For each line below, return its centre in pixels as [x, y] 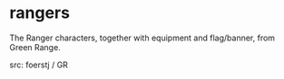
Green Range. [35, 47]
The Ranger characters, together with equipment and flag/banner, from [142, 38]
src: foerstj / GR [39, 65]
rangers [40, 13]
